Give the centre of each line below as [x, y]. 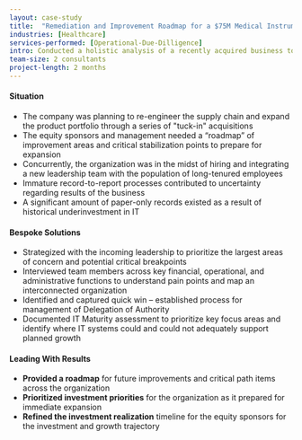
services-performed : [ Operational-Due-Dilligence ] [106, 43]
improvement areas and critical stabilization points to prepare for [142, 145]
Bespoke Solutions [45, 232]
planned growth [51, 339]
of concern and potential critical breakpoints [104, 262]
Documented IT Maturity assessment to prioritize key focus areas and [151, 319]
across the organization [66, 388]
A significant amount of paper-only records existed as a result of [142, 202]
